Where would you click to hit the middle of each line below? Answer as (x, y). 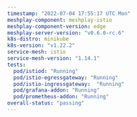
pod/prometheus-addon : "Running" (61, 97)
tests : (17, 65)
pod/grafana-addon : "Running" (56, 90)
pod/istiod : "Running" (46, 71)
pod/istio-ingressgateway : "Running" (69, 84)
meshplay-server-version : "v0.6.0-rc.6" (66, 33)
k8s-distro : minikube (38, 39)
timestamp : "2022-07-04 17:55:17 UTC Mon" (69, 13)
